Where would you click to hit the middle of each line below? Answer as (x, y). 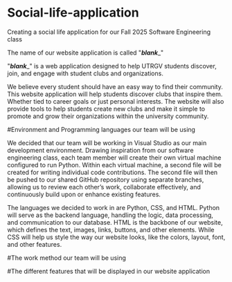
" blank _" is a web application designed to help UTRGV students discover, (112, 66)
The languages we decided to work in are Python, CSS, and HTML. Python (114, 207)
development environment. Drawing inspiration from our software (100, 150)
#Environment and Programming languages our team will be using (101, 129)
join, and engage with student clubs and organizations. (86, 73)
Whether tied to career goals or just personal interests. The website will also (116, 101)
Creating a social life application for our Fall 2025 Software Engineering (109, 32)
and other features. (35, 244)
